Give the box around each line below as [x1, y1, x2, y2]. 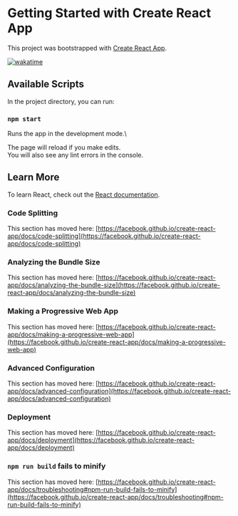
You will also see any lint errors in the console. [7, 151, 144, 160]
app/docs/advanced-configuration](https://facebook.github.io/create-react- [7, 387, 232, 396]
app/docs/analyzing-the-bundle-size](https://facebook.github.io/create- [7, 281, 221, 289]
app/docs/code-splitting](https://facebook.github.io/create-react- [7, 232, 201, 240]
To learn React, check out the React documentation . [7, 190, 160, 199]
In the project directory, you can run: [7, 97, 115, 105]
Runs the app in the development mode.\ [7, 130, 127, 138]
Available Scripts [7, 78, 84, 91]
